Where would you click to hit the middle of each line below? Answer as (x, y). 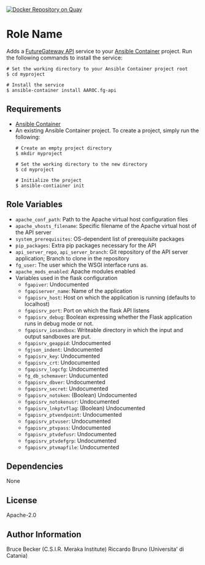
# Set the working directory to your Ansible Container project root (97, 69)
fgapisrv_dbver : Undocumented (65, 382)
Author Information (44, 534)
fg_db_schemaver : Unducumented (66, 375)
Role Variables (34, 204)
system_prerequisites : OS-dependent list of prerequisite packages (100, 238)
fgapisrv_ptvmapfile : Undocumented (72, 447)
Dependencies (35, 466)
